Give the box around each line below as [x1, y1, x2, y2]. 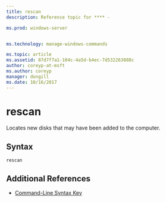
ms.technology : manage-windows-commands [6, 41, 108, 47]
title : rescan [6, 8, 42, 15]
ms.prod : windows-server [6, 25, 68, 31]
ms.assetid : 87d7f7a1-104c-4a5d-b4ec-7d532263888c [6, 57, 134, 63]
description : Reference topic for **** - [6, 14, 111, 20]
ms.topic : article [6, 52, 52, 58]
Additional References [6, 173, 91, 184]
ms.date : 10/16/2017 [6, 79, 58, 85]
